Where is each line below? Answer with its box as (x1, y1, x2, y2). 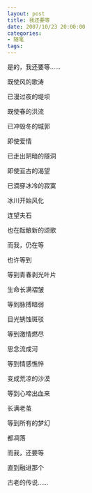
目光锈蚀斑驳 (7, 315, 44, 323)
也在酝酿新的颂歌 (7, 226, 56, 234)
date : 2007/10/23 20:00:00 (7, 23, 86, 30)
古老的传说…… (7, 478, 49, 486)
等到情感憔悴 (7, 360, 44, 367)
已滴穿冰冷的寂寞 (7, 182, 56, 189)
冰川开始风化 (7, 196, 44, 205)
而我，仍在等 (7, 241, 44, 249)
